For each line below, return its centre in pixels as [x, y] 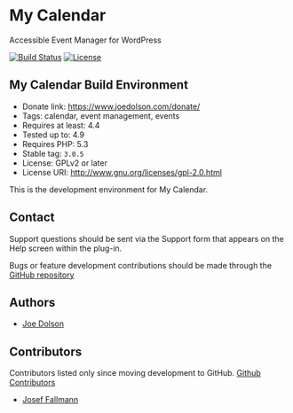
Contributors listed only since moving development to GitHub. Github [135, 373]
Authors [32, 302]
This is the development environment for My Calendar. [109, 189]
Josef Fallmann [50, 400]
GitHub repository [42, 275]
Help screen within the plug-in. [66, 248]
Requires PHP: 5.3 [55, 144]
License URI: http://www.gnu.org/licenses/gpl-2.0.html [122, 172]
